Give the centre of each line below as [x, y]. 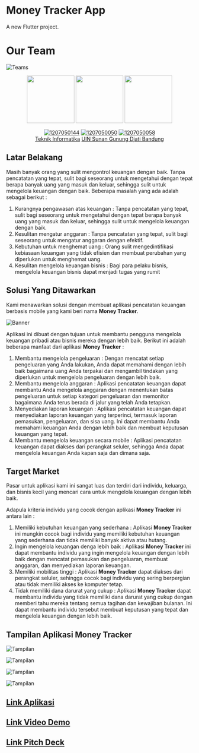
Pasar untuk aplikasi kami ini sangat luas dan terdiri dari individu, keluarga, [97, 486]
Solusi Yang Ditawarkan [51, 291]
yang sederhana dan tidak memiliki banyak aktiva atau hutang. [91, 540]
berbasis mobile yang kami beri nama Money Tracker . [72, 311]
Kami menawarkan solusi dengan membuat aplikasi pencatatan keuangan [96, 305]
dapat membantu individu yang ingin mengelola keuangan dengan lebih [102, 553]
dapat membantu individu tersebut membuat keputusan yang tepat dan [101, 610]
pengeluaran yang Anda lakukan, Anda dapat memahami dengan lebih [100, 364]
